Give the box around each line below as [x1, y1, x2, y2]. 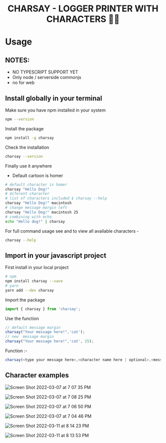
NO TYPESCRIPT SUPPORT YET [12, 69, 78, 75]
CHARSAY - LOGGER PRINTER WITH [7, 3, 159, 14]
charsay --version [5, 154, 43, 159]
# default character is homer [5, 182, 68, 187]
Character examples [5, 371, 69, 380]
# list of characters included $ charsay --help [5, 196, 107, 201]
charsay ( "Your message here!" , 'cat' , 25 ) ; [5, 339, 94, 344]
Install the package [5, 126, 44, 131]
